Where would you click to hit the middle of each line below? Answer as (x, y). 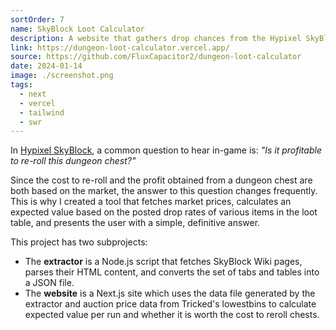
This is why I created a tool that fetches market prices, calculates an (151, 202)
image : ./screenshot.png (62, 76)
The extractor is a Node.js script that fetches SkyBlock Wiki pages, (163, 262)
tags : (21, 85)
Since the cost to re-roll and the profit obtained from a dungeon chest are (161, 180)
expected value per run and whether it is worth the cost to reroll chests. (172, 315)
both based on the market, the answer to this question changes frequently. (164, 191)
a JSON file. (49, 283)
